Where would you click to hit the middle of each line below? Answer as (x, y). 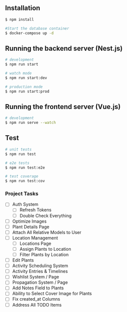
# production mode (24, 87)
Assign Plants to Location (45, 249)
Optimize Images (29, 221)
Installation (23, 8)
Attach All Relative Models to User (47, 232)
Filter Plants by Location (44, 254)
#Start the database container (37, 28)
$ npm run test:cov (25, 181)
